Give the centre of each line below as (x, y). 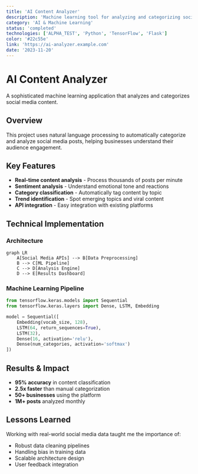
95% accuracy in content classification (62, 382)
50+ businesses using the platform (58, 395)
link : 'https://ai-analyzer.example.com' (58, 45)
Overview (24, 121)
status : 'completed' (32, 28)
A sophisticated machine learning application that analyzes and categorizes (98, 96)
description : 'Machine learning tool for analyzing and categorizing (93, 17)
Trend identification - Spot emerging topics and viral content (89, 199)
